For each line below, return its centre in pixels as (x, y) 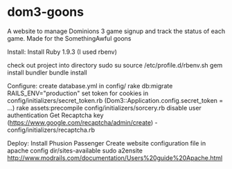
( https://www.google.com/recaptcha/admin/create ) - (82, 122)
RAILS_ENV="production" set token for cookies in (78, 93)
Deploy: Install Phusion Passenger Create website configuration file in (107, 143)
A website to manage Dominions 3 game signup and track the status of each (116, 31)
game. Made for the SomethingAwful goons (69, 38)
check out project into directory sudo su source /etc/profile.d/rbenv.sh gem (115, 65)
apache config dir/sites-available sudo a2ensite (75, 150)
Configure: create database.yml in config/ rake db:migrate (90, 86)
